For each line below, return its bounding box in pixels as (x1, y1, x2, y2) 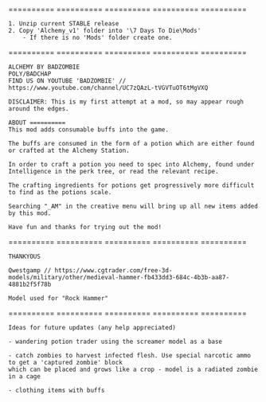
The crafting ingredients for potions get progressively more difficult (8, 181, 255, 189)
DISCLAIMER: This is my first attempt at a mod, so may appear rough (8, 98, 244, 106)
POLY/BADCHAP (8, 70, 52, 78)
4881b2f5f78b (8, 280, 52, 288)
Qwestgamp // (8, 267, 52, 275)
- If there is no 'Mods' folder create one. (22, 33, 173, 41)
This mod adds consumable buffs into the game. (8, 126, 170, 134)
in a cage (8, 373, 41, 381)
